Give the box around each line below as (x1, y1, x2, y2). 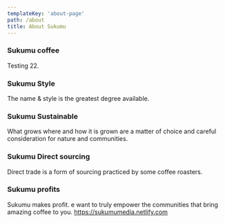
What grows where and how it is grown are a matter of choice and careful (7, 127, 217, 135)
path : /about (7, 17, 45, 23)
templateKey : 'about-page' (7, 10, 85, 17)
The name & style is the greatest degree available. (7, 94, 150, 102)
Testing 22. (7, 61, 39, 70)
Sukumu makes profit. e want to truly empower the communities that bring (7, 200, 219, 209)
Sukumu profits (7, 184, 61, 194)
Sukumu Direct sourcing (7, 152, 90, 162)
